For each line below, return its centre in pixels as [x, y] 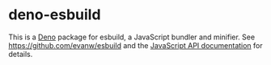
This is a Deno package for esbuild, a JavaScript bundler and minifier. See [132, 37]
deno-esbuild [55, 15]
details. [21, 54]
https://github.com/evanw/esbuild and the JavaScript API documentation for [135, 45]
